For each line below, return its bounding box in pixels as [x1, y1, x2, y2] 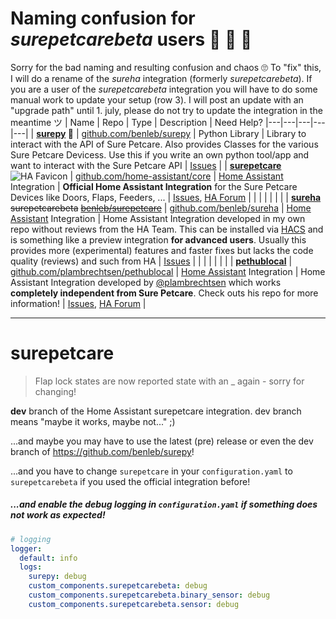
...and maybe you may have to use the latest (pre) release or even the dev [10, 435, 314, 447]
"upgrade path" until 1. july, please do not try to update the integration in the [10, 104, 323, 116]
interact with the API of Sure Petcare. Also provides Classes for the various [10, 138, 319, 150]
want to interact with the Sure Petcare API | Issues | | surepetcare [10, 159, 282, 171]
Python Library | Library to [198, 127, 307, 139]
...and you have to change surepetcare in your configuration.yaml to [10, 465, 293, 477]
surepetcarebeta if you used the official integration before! [10, 475, 251, 487]
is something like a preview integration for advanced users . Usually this [10, 233, 307, 246]
